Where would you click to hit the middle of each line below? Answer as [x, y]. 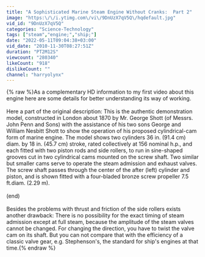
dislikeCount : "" [28, 69]
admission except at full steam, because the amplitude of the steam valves [100, 222]
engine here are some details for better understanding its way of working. [99, 99]
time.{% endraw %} [31, 248]
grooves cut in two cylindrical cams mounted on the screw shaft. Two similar [103, 157]
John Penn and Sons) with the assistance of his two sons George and [94, 125]
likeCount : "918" [28, 63]
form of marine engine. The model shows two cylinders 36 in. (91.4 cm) [96, 138]
